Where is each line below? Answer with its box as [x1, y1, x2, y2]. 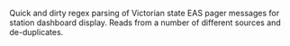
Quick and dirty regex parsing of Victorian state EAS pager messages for [9, 8, 280, 18]
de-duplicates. [9, 27, 64, 37]
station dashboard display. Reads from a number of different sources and [9, 17, 281, 28]
